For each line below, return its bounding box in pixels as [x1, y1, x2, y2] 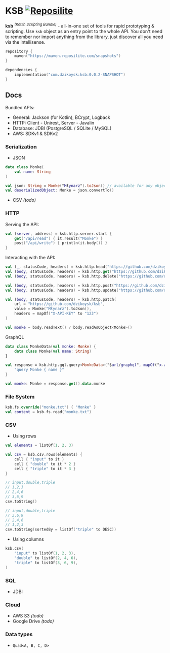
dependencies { [5, 68, 37, 73]
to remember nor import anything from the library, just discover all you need [5, 34, 163, 40]
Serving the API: [5, 221, 39, 227]
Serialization [5, 143, 37, 150]
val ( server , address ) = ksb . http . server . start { [5, 231, 112, 236]
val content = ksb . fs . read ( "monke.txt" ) [5, 410, 92, 415]
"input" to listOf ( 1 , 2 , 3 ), [14, 551, 76, 556]
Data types [5, 631, 33, 638]
